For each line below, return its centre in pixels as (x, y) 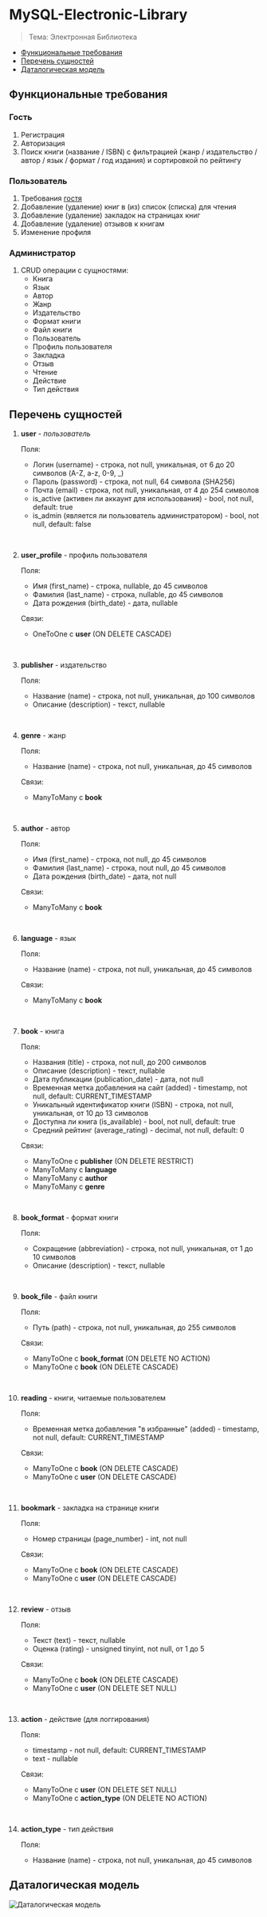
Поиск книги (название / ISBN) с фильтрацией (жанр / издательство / (139, 151)
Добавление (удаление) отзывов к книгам (92, 223)
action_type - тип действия (67, 1829)
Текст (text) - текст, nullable (79, 1640)
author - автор (45, 828)
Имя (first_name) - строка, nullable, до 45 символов (120, 586)
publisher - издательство (63, 665)
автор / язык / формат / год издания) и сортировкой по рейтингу (131, 160)
